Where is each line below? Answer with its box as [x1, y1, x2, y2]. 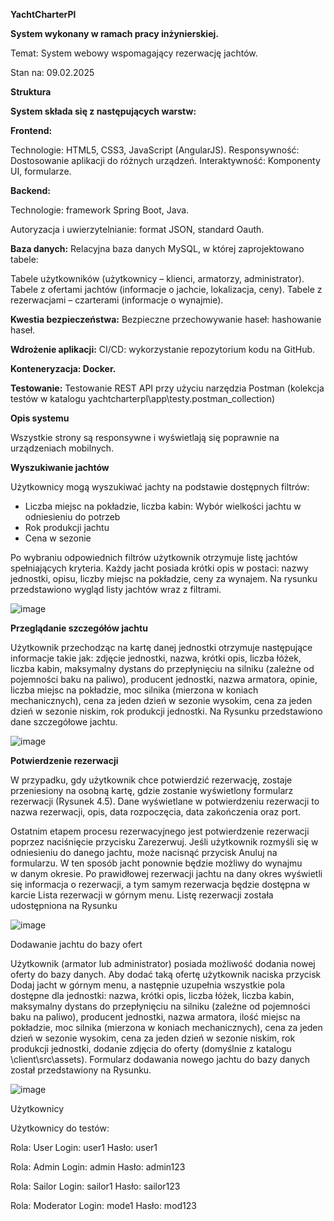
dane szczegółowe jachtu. [10, 716, 118, 728]
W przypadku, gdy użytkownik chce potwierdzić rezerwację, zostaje [10, 774, 293, 786]
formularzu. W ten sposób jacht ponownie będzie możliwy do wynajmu [10, 857, 303, 869]
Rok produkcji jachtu [24, 522, 110, 533]
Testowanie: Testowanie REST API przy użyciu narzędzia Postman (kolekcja [10, 382, 325, 394]
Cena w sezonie [24, 532, 92, 544]
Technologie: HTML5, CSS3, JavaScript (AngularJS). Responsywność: [10, 144, 300, 156]
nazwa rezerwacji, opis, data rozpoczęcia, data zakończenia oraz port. [10, 806, 302, 818]
